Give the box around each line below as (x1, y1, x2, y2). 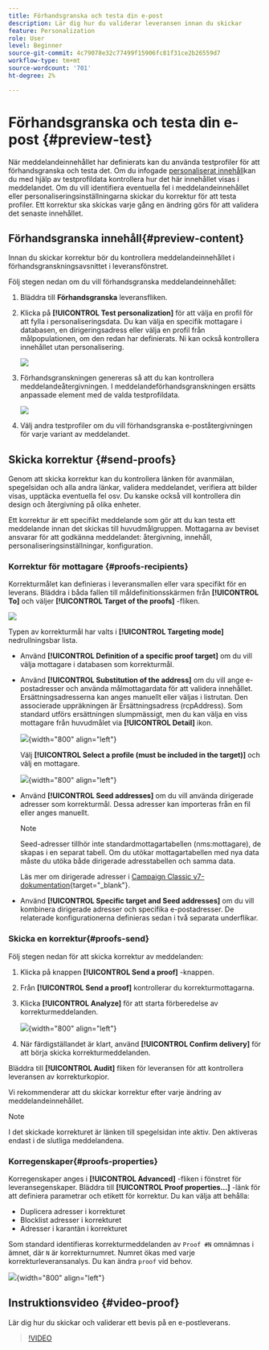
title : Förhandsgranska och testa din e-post (8, 11, 163, 20)
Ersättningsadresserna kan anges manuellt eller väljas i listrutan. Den (19, 693, 249, 702)
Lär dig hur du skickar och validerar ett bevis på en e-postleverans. (8, 1317, 230, 1327)
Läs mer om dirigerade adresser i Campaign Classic (19, 872, 192, 882)
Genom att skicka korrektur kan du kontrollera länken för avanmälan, (8, 474, 235, 484)
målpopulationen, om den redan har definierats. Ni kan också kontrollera (19, 334, 259, 344)
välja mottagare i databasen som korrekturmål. (19, 660, 174, 669)
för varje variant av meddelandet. (19, 430, 130, 439)
